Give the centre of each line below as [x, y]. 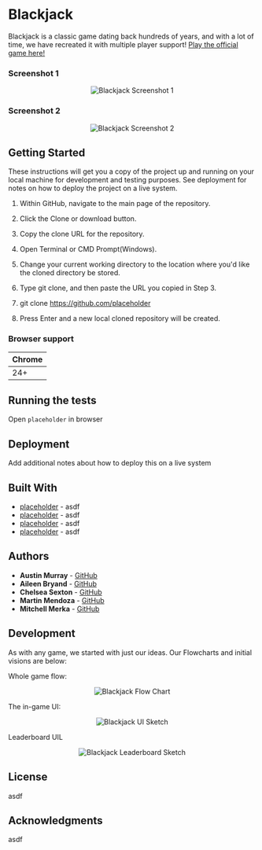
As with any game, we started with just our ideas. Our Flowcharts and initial [130, 652]
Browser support [41, 339]
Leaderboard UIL [35, 737]
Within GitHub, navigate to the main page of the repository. [115, 204]
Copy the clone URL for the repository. [82, 234]
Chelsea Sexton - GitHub [61, 592]
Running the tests [52, 401]
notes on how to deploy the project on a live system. [93, 188]
